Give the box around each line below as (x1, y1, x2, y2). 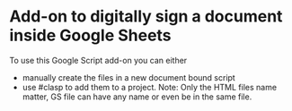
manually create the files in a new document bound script (22, 72, 235, 82)
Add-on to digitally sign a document (9, 6, 283, 27)
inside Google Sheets (9, 25, 173, 46)
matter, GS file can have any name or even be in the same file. (22, 91, 252, 102)
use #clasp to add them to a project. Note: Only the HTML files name (22, 81, 277, 92)
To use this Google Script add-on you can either (9, 55, 188, 65)
